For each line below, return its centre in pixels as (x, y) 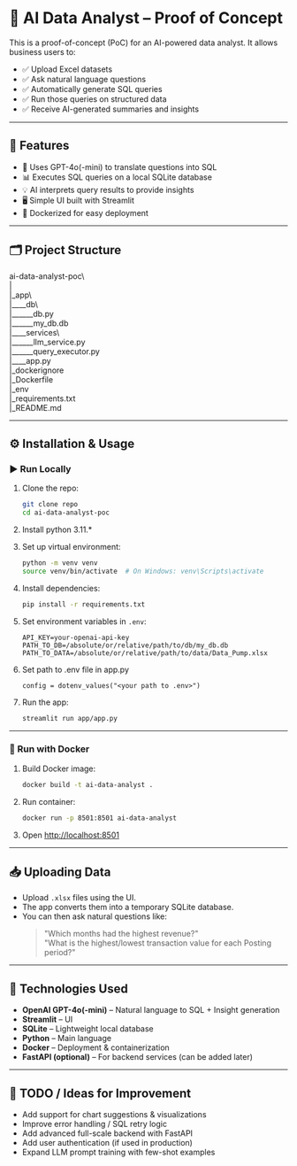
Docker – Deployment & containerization (95, 1047)
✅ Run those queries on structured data (94, 99)
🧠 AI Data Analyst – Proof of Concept (146, 18)
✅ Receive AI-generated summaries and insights (110, 109)
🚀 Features (39, 146)
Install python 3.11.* (57, 529)
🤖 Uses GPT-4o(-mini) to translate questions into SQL (119, 166)
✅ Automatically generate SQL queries (92, 89)
